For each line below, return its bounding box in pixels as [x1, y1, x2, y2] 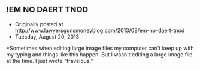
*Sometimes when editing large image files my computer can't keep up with [6, 44, 195, 52]
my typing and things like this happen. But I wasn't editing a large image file [6, 50, 193, 58]
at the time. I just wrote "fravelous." [6, 57, 93, 64]
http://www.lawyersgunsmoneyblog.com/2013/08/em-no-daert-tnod [14, 27, 185, 34]
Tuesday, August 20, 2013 [14, 33, 80, 40]
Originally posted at [14, 20, 63, 27]
